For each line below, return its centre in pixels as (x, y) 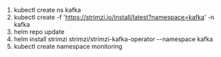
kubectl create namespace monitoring (68, 46)
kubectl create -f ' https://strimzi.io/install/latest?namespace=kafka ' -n (114, 17)
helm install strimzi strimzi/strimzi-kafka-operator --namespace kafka (113, 39)
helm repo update (39, 32)
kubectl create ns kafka (47, 10)
